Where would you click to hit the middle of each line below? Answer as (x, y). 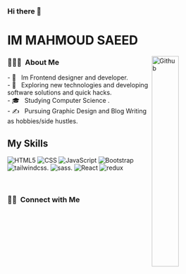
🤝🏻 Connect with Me (44, 200)
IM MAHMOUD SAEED (73, 41)
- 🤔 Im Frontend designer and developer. (68, 77)
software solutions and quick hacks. (60, 93)
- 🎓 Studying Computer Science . (59, 101)
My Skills (28, 143)
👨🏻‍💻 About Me (33, 63)
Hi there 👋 (25, 11)
